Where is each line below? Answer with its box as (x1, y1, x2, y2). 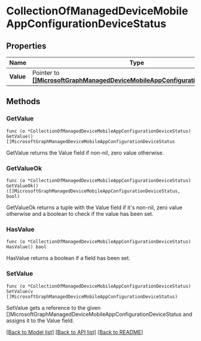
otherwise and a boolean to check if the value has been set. (6, 210, 154, 217)
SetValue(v (6, 288, 33, 294)
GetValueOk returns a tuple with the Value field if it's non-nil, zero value (6, 204, 182, 211)
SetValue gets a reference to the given (6, 304, 100, 311)
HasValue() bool (6, 244, 47, 250)
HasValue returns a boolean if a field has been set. (6, 255, 130, 262)
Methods (6, 96, 41, 107)
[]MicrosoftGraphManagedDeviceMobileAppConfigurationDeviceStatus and (6, 310, 193, 318)
